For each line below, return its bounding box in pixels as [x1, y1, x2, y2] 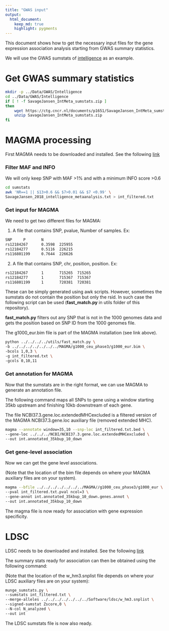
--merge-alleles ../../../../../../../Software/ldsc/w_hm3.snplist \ [5, 597, 154, 602]
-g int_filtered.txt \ [5, 354, 53, 359]
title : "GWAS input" [5, 7, 49, 13]
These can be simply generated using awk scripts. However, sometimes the [5, 289, 162, 295]
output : [5, 12, 22, 17]
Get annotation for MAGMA [5, 370, 73, 377]
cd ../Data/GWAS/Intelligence [5, 94, 69, 99]
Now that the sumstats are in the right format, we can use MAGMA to [5, 382, 148, 388]
